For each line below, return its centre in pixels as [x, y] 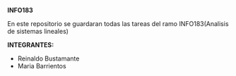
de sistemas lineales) [38, 31]
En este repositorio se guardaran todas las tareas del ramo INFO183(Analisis [118, 24]
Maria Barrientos [42, 66]
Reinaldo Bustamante [48, 58]
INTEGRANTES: [31, 45]
